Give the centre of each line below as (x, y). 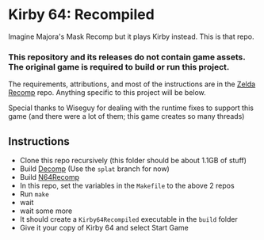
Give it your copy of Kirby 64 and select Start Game (104, 228)
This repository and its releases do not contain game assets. (127, 57)
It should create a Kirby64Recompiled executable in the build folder (128, 219)
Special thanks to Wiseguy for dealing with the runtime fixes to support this (131, 108)
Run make (34, 194)
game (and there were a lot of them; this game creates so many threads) (126, 116)
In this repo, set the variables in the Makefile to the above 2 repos (127, 186)
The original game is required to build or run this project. (119, 67)
